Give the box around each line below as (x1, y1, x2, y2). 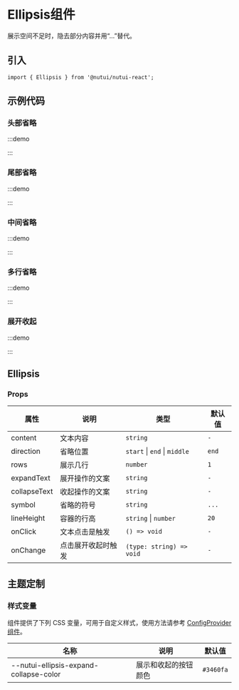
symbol (11, 500, 36, 510)
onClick (11, 527, 37, 537)
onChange (11, 545, 46, 555)
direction (11, 447, 41, 457)
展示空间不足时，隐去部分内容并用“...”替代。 (7, 31, 137, 40)
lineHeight (11, 513, 46, 523)
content (11, 433, 37, 443)
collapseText (11, 487, 53, 497)
